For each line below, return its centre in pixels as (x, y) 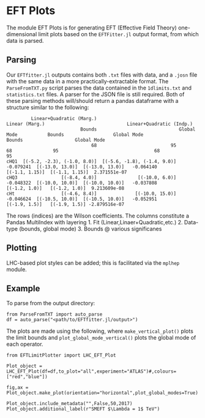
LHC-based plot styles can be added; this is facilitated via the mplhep (93, 263)
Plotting (22, 248)
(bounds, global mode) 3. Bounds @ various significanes (91, 229)
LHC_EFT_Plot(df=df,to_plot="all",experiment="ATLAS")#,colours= (91, 371)
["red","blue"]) (27, 377)
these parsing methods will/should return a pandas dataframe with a (92, 101)
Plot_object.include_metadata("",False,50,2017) (69, 404)
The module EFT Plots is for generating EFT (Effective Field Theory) (92, 28)
